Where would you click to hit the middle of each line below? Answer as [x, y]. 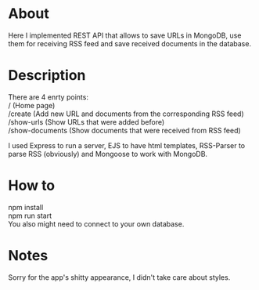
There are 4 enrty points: [48, 97]
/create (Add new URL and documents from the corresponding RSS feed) [126, 114]
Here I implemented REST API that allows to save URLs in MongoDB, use [125, 35]
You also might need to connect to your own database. [96, 223]
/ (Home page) [32, 105]
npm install [26, 207]
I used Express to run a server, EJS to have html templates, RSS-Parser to [127, 145]
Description [47, 76]
